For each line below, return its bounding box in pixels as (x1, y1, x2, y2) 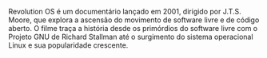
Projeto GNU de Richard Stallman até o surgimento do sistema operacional (8, 32, 253, 41)
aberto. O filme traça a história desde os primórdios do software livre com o (8, 24, 258, 33)
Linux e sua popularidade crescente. (8, 41, 129, 50)
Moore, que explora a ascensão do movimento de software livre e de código (8, 15, 260, 25)
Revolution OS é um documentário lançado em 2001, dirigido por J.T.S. (8, 7, 241, 16)
